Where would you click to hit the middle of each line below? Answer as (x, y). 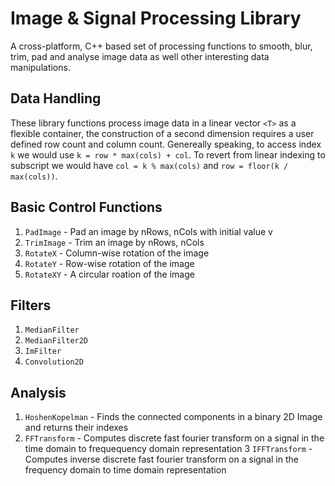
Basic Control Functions (86, 207)
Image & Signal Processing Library (156, 18)
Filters (31, 305)
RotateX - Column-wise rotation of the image (117, 253)
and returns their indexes (76, 428)
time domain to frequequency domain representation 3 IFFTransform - (168, 449)
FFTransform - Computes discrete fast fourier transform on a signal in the (174, 438)
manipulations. (40, 67)
